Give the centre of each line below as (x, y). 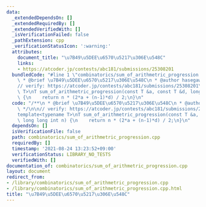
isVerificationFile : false (46, 132)
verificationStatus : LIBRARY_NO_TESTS (62, 154)
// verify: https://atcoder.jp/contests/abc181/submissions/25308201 (108, 86)
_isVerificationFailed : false (50, 35)
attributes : (27, 52)
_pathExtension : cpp (38, 40)
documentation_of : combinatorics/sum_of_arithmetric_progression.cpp (97, 166)
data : (13, 12)
